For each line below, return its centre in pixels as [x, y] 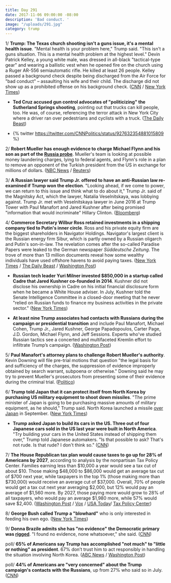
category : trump [22, 29]
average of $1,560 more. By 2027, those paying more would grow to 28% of [85, 493]
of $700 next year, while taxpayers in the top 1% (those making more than [83, 477]
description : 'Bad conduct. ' [37, 19]
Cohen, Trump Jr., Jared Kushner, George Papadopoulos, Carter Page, [87, 329]
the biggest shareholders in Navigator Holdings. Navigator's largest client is [84, 233]
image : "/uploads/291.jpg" [34, 24]
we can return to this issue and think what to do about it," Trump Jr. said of [83, 191]
